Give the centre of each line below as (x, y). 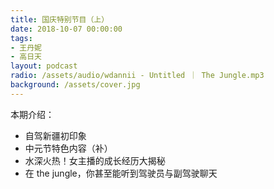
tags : (21, 38)
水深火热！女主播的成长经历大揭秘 (95, 160)
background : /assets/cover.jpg (75, 85)
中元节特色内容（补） (68, 148)
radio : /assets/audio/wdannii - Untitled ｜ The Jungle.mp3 (137, 76)
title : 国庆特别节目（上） (60, 19)
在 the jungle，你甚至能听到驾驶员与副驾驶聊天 (121, 173)
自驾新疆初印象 (55, 135)
